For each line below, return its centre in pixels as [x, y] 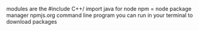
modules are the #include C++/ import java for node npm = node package [99, 9]
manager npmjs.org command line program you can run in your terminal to [100, 15]
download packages [32, 22]
